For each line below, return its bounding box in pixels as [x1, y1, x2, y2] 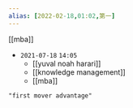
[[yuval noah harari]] [32, 58, 101, 68]
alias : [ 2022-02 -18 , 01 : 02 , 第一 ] [8, 11, 116, 20]
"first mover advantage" [8, 91, 92, 100]
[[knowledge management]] [32, 67, 126, 77]
